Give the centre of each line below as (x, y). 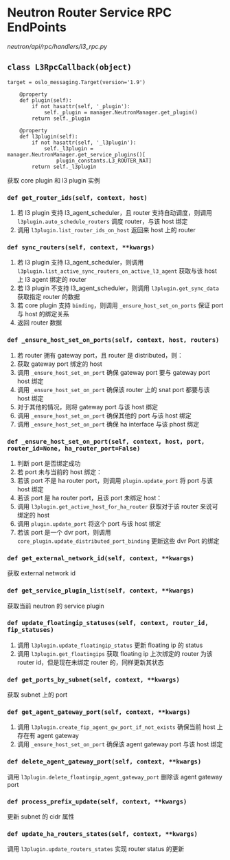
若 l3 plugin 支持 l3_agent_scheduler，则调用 (80, 263)
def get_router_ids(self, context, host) (77, 197)
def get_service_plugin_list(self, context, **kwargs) (101, 591)
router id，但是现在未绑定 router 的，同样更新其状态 (90, 662)
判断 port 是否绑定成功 (49, 463)
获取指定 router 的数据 (48, 297)
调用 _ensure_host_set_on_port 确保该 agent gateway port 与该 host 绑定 (120, 744)
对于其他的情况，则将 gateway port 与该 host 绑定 (87, 407)
